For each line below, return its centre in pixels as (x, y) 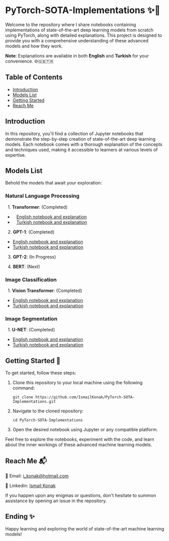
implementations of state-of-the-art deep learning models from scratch (79, 30)
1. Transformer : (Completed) (38, 207)
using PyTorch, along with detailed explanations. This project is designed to (84, 35)
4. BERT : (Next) (24, 266)
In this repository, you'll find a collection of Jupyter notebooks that (74, 134)
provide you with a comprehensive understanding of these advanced (77, 40)
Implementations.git (34, 402)
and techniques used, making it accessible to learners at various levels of (81, 149)
